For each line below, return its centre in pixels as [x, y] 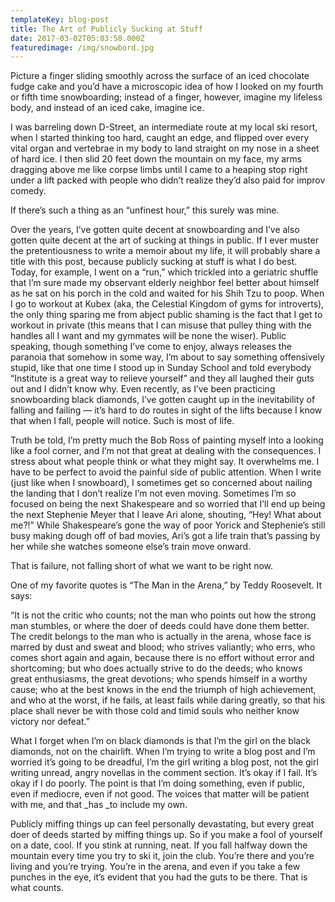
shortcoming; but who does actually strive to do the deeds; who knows [156, 668]
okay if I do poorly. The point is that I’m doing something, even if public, [158, 783]
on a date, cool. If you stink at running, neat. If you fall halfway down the [159, 845]
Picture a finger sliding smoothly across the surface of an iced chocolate [160, 76]
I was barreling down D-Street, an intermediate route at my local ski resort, [164, 127]
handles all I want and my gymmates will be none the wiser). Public [148, 336]
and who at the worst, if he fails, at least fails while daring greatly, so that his [168, 700]
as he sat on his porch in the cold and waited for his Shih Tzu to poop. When [167, 293]
